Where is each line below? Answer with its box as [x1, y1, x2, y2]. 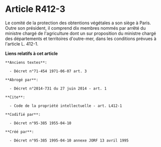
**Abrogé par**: [5, 77, 38, 82]
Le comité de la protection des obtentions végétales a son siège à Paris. [5, 20, 151, 26]
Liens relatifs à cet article [5, 50, 58, 56]
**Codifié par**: [5, 112, 41, 117]
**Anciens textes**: [5, 60, 48, 65]
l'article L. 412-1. [5, 41, 38, 47]
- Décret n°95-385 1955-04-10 [9, 120, 71, 126]
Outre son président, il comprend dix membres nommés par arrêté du [5, 25, 146, 31]
